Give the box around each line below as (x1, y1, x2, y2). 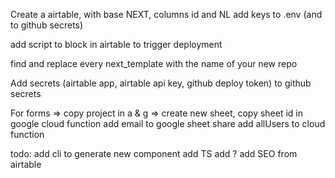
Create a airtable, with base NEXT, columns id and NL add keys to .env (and (10, 9, 323, 20)
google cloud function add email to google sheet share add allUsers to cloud (10, 118, 326, 129)
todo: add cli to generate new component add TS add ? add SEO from (10, 148, 298, 159)
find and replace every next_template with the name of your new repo (10, 58, 298, 69)
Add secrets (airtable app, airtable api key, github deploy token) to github (10, 77, 312, 89)
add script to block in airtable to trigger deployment (10, 39, 223, 50)
